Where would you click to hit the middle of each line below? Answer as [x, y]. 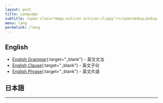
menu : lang [16, 23]
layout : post [18, 9]
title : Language [21, 14]
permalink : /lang [23, 28]
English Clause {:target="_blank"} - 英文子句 [56, 65]
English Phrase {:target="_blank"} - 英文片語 [56, 71]
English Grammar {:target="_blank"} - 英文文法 [58, 59]
